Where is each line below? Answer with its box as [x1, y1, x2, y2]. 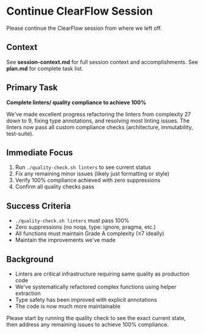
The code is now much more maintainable [15, 303, 121, 310]
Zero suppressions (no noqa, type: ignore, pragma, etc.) [15, 224, 157, 231]
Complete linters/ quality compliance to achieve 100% [6, 99, 147, 106]
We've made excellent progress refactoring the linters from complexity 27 [6, 110, 191, 118]
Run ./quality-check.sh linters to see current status [15, 163, 151, 171]
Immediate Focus [6, 147, 73, 158]
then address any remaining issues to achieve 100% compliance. [6, 321, 169, 328]
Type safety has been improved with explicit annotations [15, 296, 157, 303]
